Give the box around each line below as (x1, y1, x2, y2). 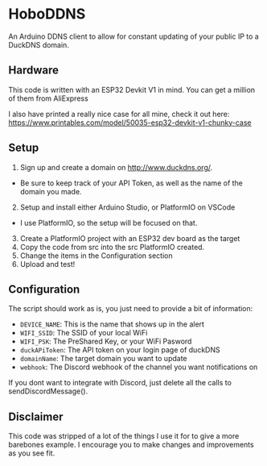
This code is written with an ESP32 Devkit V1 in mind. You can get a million (8, 85, 256, 94)
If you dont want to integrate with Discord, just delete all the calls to (8, 378, 232, 388)
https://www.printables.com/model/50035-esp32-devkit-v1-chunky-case (8, 118, 252, 127)
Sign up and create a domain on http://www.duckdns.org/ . (19, 162, 213, 172)
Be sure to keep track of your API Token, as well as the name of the (19, 178, 244, 188)
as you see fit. (8, 448, 55, 458)
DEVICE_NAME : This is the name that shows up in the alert (19, 319, 205, 329)
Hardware (8, 64, 59, 77)
